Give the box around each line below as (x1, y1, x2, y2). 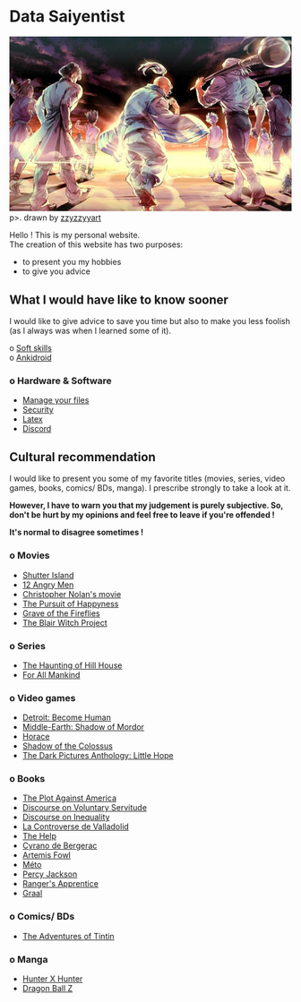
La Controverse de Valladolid (21, 821, 130, 832)
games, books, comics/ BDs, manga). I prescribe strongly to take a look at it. (9, 483, 291, 493)
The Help (21, 831, 56, 842)
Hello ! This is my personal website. (9, 230, 141, 241)
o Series (9, 639, 47, 652)
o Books (9, 773, 46, 785)
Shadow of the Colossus (21, 741, 114, 751)
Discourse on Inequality (21, 812, 110, 823)
